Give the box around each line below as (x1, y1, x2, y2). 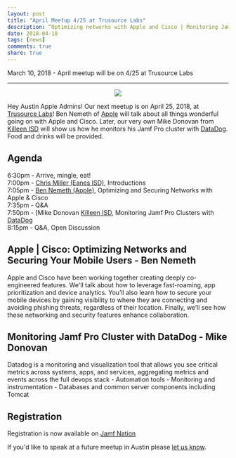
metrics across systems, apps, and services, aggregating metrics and (7, 368, 209, 377)
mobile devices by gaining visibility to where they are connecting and (7, 296, 208, 304)
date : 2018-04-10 (7, 30, 58, 37)
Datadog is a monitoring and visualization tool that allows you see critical (7, 360, 218, 369)
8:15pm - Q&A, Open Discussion (7, 223, 100, 232)
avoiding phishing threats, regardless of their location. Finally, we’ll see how (7, 303, 226, 311)
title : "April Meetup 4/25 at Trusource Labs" (7, 17, 146, 24)
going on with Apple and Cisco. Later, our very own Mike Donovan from (7, 117, 214, 125)
